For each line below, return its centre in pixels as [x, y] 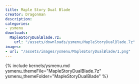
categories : [17, 24]
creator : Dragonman [25, 14]
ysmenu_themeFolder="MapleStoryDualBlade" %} [57, 76]
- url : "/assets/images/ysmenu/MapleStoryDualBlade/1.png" [68, 51]
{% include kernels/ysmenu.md [37, 66]
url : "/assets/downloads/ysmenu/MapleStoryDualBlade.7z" [75, 42]
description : [19, 19]
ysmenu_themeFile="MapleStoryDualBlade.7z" [53, 71]
